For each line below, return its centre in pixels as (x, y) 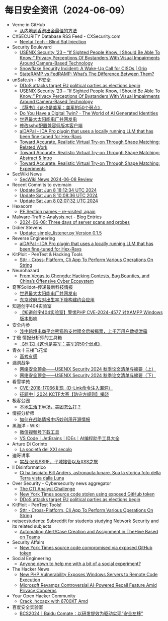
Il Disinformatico (29, 467)
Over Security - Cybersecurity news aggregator (61, 483)
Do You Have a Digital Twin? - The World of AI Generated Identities (89, 113)
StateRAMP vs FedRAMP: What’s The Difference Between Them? (87, 74)
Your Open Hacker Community (44, 596)
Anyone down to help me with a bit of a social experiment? (80, 564)
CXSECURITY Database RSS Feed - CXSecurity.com (66, 36)
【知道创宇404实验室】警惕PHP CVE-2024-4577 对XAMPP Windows (91, 312)
